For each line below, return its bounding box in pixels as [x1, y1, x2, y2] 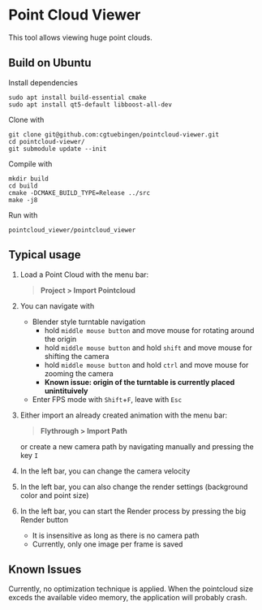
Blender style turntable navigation [32, 317, 146, 327]
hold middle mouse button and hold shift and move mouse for [44, 343, 253, 353]
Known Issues [8, 562, 82, 576]
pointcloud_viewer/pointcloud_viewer [8, 226, 136, 234]
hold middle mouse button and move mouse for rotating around [44, 325, 255, 335]
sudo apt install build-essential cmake [8, 93, 148, 102]
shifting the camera [44, 351, 110, 361]
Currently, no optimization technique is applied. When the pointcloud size [8, 584, 254, 594]
